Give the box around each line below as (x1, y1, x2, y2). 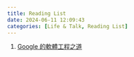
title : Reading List (7, 10, 67, 17)
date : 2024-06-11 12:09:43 (7, 16, 85, 23)
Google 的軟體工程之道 (17, 43, 83, 51)
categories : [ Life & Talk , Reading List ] (7, 23, 128, 30)
